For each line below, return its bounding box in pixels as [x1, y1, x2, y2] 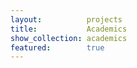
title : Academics [10, 24, 128, 34]
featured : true [10, 42, 105, 53]
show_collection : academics [10, 33, 128, 43]
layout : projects [10, 14, 123, 25]
